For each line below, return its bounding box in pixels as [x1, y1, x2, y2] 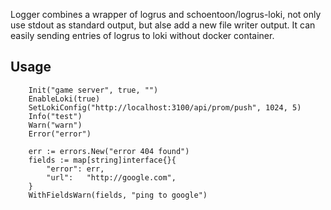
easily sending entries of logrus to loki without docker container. [10, 30, 275, 41]
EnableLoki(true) [28, 94, 101, 104]
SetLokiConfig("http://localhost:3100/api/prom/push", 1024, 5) [28, 102, 302, 113]
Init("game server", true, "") [28, 85, 159, 95]
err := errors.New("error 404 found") [28, 146, 190, 156]
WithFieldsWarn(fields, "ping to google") [28, 190, 208, 200]
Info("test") [28, 111, 83, 121]
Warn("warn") [28, 120, 83, 130]
